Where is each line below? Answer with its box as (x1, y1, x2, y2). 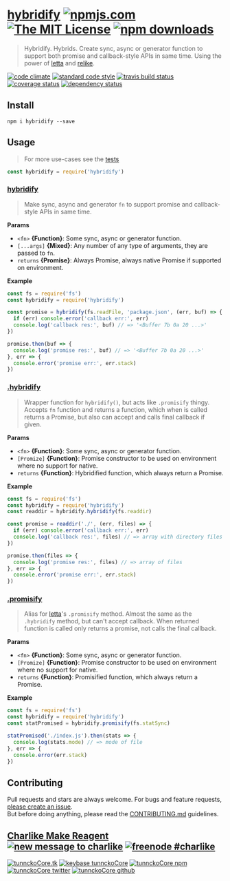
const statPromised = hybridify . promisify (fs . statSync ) (7, 720, 170, 727)
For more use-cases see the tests (23, 155, 119, 163)
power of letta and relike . (23, 59, 95, 67)
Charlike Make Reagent (7, 830, 109, 842)
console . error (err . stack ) (13, 752, 88, 758)
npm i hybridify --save (7, 118, 76, 125)
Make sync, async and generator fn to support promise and (23, 200, 193, 208)
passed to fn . (16, 249, 55, 257)
